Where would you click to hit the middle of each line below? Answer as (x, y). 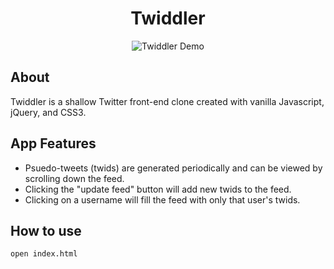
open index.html (44, 254)
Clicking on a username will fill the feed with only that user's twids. (162, 199)
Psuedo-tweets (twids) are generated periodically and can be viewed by (173, 168)
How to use (46, 230)
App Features (53, 143)
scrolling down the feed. (74, 178)
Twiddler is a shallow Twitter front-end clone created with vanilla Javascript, (167, 101)
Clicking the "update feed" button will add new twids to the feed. (158, 189)
